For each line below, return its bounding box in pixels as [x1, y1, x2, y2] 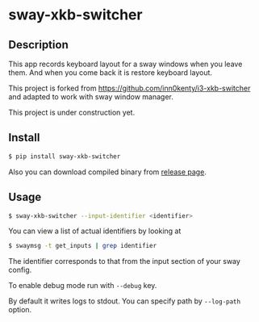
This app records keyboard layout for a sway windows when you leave [8, 59, 243, 69]
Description [8, 38, 69, 52]
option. [8, 305, 32, 315]
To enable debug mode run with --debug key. [8, 281, 157, 291]
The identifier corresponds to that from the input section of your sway [8, 257, 240, 266]
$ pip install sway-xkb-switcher [8, 152, 121, 161]
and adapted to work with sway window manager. [8, 92, 173, 102]
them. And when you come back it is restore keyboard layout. [8, 68, 212, 77]
